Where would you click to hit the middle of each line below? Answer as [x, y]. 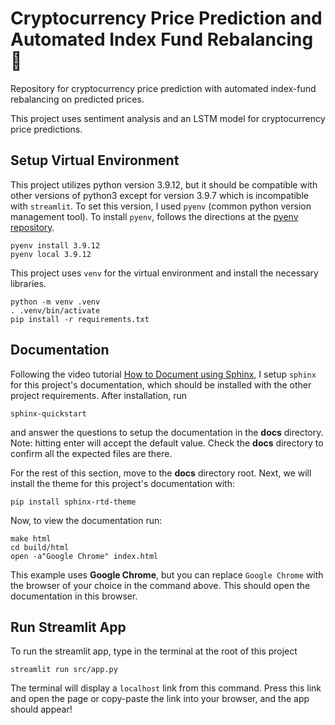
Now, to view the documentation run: [86, 520]
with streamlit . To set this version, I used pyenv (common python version [161, 206]
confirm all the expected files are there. [91, 453]
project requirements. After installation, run [99, 395]
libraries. [28, 283]
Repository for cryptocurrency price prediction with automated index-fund [163, 88]
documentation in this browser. [74, 596]
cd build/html [40, 547]
